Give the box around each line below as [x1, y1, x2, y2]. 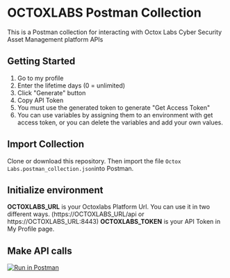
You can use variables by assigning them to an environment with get [17, 111, 213, 119]
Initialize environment [7, 184, 104, 196]
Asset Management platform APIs [7, 35, 104, 43]
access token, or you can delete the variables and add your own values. [17, 118, 224, 126]
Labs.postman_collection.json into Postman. [7, 164, 134, 172]
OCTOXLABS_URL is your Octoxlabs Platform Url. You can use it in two [7, 203, 211, 211]
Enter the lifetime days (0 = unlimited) [17, 81, 126, 90]
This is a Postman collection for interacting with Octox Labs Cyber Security [7, 28, 222, 36]
